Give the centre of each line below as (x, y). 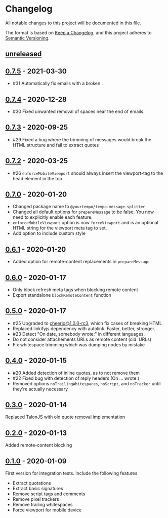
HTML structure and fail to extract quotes (56, 145)
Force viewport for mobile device (47, 510)
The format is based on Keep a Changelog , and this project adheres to (78, 32)
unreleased (24, 54)
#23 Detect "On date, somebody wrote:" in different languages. (79, 334)
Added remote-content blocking (39, 445)
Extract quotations (32, 483)
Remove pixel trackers (36, 499)
